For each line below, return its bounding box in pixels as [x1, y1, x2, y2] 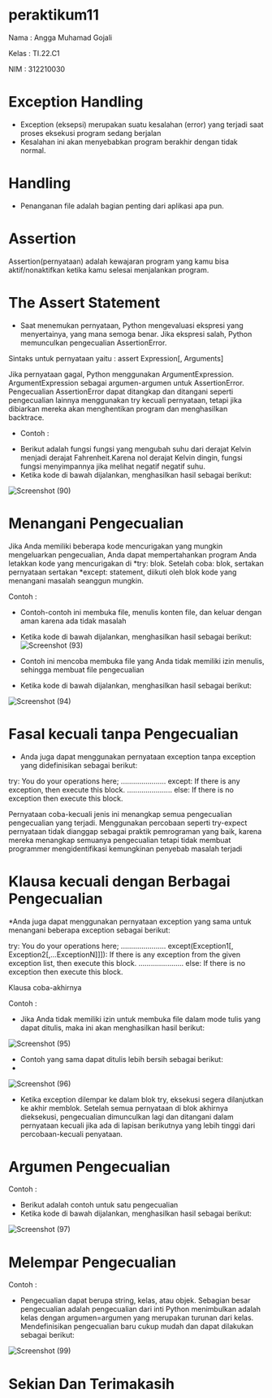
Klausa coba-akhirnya [8, 982, 82, 992]
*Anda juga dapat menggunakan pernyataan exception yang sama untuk [8, 916, 252, 926]
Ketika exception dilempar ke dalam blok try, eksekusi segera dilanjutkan [19, 1094, 264, 1104]
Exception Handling [8, 93, 144, 111]
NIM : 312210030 [8, 63, 66, 74]
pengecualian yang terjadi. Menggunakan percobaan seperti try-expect [8, 818, 248, 828]
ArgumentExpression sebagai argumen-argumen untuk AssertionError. [8, 378, 245, 387]
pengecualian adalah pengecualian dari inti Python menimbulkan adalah [19, 1304, 261, 1314]
